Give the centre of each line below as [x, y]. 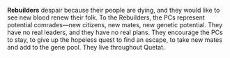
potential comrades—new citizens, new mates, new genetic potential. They [115, 25]
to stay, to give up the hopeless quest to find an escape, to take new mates [115, 40]
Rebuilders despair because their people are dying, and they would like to [114, 10]
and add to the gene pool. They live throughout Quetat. [86, 47]
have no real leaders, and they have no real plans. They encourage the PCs [115, 32]
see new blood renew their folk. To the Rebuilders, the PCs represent [106, 17]
